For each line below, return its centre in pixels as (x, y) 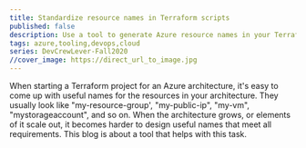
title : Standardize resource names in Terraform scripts (120, 18)
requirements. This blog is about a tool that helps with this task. (128, 134)
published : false (42, 26)
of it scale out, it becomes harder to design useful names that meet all (141, 124)
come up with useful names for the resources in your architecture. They (144, 95)
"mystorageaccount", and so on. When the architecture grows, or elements (150, 115)
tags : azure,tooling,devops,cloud (75, 43)
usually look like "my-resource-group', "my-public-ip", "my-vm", (130, 105)
